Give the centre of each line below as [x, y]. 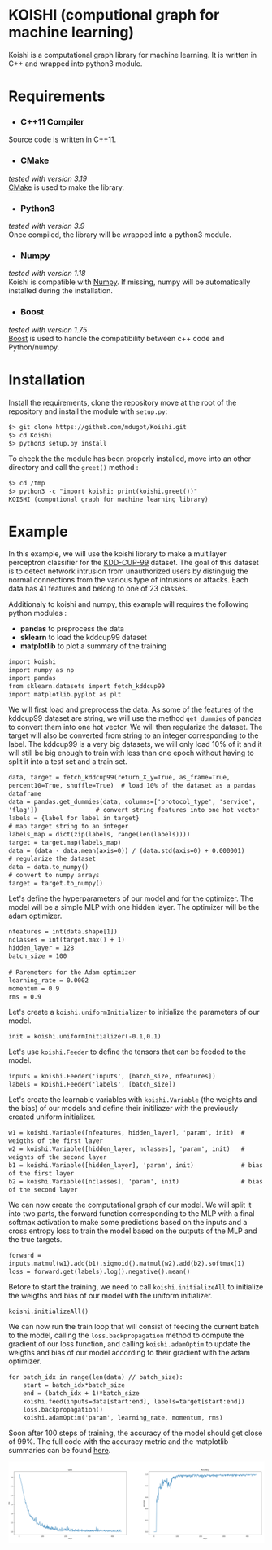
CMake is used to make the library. [66, 187]
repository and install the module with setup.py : [88, 411]
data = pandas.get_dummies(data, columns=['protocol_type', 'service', [132, 802]
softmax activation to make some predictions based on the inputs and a [128, 1223]
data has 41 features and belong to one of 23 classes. [98, 589]
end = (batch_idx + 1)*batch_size [81, 1394]
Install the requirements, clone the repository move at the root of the [123, 402]
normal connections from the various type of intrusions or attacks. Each [129, 580]
